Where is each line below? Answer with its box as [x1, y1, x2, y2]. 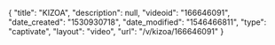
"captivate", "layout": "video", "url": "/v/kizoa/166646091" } [8, 26, 224, 36]
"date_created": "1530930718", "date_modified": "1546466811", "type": [8, 17, 267, 27]
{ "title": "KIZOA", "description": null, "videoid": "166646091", [8, 8, 231, 18]
